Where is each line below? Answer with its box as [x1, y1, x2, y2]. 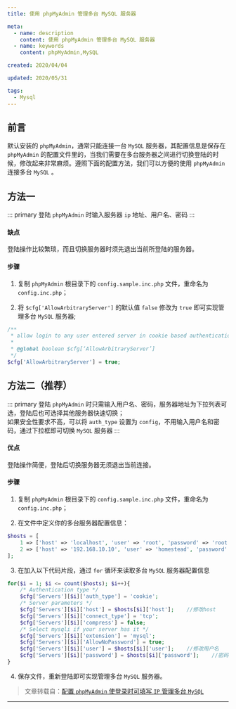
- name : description [13, 30, 74, 37]
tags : [7, 87, 23, 94]
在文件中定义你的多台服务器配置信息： [17, 518, 129, 527]
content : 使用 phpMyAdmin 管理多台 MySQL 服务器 [20, 36, 156, 43]
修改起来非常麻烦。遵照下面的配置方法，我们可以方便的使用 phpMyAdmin [19, 159, 225, 167]
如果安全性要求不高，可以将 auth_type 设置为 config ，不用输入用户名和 [7, 417, 214, 426]
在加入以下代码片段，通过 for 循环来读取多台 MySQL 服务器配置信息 [17, 566, 210, 574]
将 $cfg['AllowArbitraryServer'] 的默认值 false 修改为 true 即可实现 [17, 303, 219, 312]
